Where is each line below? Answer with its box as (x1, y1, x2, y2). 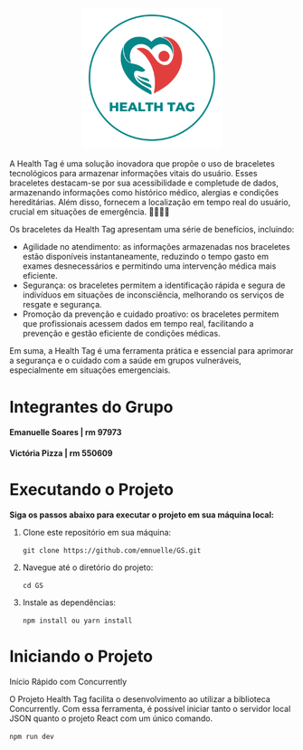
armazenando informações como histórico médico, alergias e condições (9, 187, 279, 198)
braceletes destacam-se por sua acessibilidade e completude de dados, (9, 177, 279, 188)
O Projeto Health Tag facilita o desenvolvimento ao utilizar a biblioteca (9, 693, 271, 704)
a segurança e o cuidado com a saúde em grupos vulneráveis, (9, 356, 241, 366)
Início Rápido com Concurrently (9, 676, 128, 687)
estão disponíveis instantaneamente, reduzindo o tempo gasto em (22, 252, 270, 262)
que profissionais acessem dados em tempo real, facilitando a (22, 318, 254, 329)
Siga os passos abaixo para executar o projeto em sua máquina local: (9, 509, 274, 520)
